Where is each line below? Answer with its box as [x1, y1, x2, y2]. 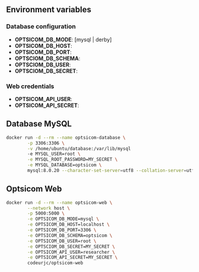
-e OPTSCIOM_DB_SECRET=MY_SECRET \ [27, 244, 115, 250]
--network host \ [27, 205, 70, 211]
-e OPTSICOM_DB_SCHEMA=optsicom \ [27, 232, 113, 238]
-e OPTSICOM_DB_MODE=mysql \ [27, 216, 99, 222]
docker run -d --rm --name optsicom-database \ [6, 134, 126, 141]
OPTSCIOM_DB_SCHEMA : [14, 54, 81, 61]
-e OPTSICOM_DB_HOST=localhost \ [27, 222, 110, 228]
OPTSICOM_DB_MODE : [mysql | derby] [14, 35, 112, 43]
